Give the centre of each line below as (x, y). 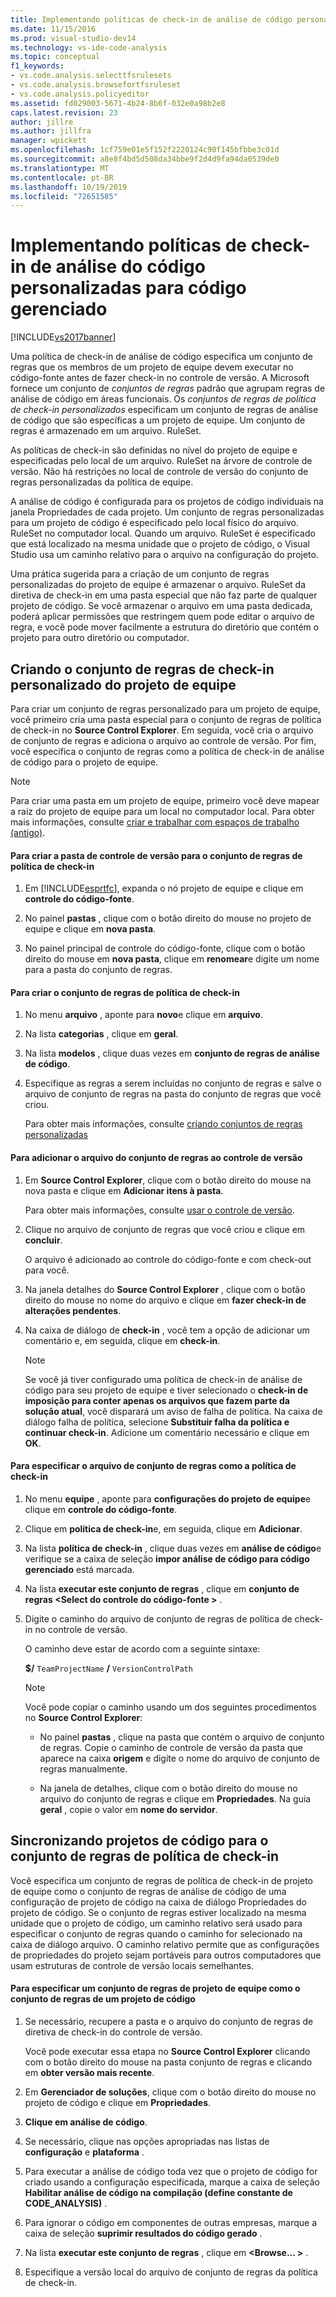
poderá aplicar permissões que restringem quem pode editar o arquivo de (162, 617)
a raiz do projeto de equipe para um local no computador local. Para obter (162, 811)
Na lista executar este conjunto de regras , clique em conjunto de (162, 1588)
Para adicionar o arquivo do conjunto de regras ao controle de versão (156, 1157)
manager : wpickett (48, 141)
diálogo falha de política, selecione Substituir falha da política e (157, 1422)
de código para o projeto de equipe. (84, 762)
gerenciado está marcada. (79, 1569)
